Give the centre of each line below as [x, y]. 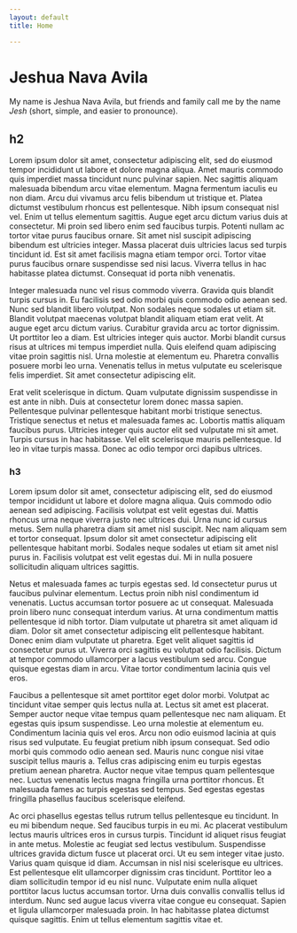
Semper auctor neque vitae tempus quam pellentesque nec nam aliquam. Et [148, 713]
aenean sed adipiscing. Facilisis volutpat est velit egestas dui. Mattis [134, 509]
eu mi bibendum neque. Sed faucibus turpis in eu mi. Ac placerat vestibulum [148, 825]
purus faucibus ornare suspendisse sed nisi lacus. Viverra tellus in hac [138, 264]
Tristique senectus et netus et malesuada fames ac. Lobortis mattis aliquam [147, 421]
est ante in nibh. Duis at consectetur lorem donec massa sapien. [126, 402]
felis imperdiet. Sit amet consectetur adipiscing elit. [103, 375]
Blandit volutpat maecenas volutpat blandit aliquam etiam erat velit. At [137, 319]
